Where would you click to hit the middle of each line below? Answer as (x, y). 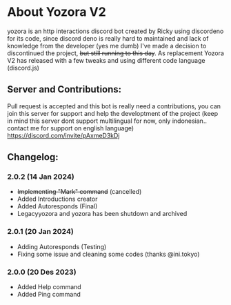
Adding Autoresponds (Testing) (62, 246)
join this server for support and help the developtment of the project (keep (113, 113)
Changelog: (33, 157)
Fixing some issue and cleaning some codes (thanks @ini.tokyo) (108, 254)
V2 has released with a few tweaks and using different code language (106, 60)
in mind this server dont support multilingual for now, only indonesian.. (107, 121)
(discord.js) (23, 68)
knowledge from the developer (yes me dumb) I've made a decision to (107, 46)
